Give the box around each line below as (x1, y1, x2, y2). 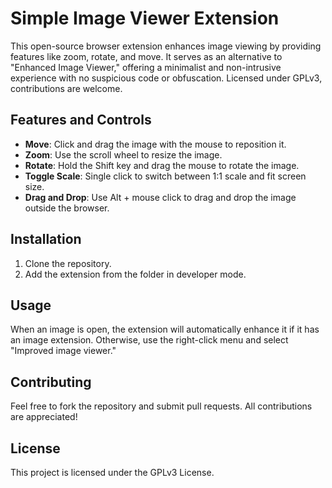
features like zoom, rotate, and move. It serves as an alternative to (10, 50, 283, 62)
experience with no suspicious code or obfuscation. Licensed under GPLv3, (10, 72, 323, 84)
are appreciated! (10, 411, 78, 423)
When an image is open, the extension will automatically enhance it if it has (10, 323, 320, 336)
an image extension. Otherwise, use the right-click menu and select (10, 334, 289, 346)
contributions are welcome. (10, 82, 123, 94)
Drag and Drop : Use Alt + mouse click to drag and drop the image (24, 191, 297, 203)
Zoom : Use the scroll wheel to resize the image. (24, 148, 223, 161)
